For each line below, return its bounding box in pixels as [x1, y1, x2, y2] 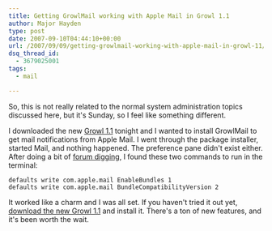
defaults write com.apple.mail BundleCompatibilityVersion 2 [8, 183, 219, 191]
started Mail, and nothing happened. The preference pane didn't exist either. [8, 143, 263, 152]
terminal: [8, 160, 38, 170]
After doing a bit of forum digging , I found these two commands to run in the [8, 152, 263, 161]
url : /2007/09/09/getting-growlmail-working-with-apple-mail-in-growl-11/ [8, 42, 266, 50]
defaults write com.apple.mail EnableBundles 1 [8, 176, 172, 184]
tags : [8, 65, 27, 73]
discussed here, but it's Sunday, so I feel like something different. [8, 110, 227, 120]
